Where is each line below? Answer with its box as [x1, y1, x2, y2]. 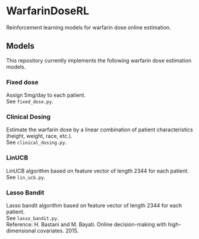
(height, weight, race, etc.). [6, 133, 72, 140]
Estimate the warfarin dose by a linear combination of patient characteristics [6, 126, 193, 133]
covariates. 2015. [37, 227, 79, 234]
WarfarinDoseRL [6, 4, 90, 18]
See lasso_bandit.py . [6, 214, 59, 221]
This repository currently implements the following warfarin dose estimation [6, 56, 192, 64]
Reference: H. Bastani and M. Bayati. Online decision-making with [6, 221, 167, 228]
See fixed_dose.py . [6, 98, 53, 105]
